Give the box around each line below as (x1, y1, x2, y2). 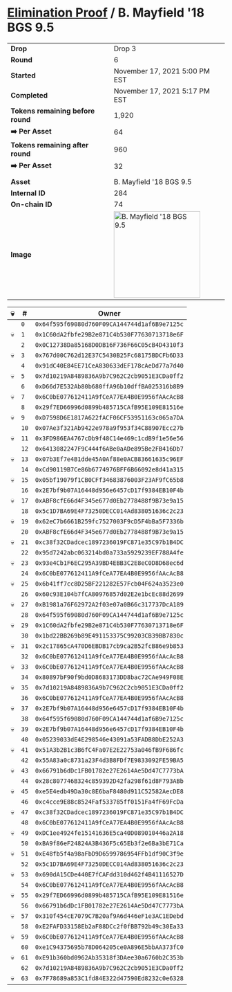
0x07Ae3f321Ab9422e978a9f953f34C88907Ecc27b (35, 424, 184, 432)
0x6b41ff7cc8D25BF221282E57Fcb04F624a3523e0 (35, 579, 184, 588)
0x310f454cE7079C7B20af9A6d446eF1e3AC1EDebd (35, 912, 184, 920)
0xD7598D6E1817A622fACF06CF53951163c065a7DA (35, 413, 184, 422)
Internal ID (10, 188, 46, 198)
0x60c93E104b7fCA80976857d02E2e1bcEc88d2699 (35, 590, 184, 598)
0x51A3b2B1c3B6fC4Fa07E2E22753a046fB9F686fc (35, 746, 184, 754)
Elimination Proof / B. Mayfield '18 (7, 5, 205, 21)
